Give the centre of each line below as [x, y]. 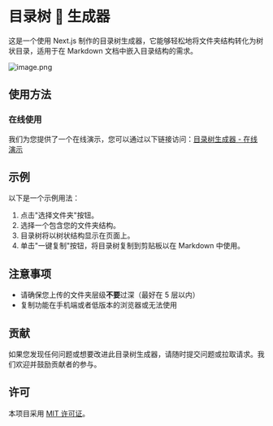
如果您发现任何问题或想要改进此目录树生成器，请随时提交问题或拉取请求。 [133, 355]
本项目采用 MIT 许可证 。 [49, 413]
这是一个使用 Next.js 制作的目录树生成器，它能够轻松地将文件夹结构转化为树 [136, 41]
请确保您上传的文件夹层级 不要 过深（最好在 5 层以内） [110, 295]
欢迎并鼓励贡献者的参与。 [58, 364]
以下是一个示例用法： [44, 198]
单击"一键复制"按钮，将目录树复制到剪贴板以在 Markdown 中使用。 [132, 246]
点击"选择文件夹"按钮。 [59, 215]
